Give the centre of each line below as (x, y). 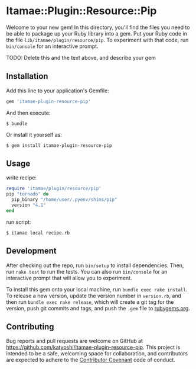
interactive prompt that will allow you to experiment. (69, 278)
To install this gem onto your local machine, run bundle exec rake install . (97, 289)
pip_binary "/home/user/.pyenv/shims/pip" (64, 200)
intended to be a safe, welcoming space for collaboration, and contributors (97, 354)
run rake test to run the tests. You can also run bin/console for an (87, 271)
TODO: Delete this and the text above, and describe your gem (81, 57)
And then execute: (28, 113)
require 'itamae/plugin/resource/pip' (54, 189)
